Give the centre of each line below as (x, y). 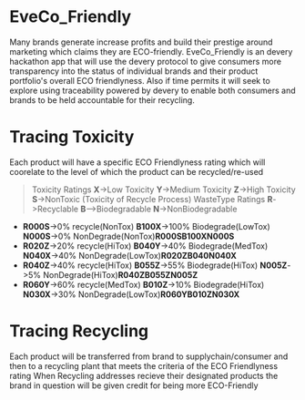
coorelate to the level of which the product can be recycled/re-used (137, 171)
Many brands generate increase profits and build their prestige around (141, 42)
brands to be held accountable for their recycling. (102, 100)
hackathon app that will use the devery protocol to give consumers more (146, 61)
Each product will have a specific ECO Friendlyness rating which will (137, 162)
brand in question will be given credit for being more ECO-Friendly (134, 385)
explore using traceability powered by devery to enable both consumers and (152, 90)
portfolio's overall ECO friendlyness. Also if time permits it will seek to (140, 80)
